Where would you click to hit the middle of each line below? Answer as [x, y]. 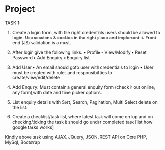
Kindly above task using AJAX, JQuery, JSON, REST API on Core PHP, [76, 137]
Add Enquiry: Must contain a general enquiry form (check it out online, [83, 87]
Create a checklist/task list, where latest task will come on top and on [82, 116]
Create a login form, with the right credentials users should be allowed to [86, 32]
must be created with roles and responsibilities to [62, 72]
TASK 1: [13, 23]
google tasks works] [33, 127]
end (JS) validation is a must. [42, 42]
